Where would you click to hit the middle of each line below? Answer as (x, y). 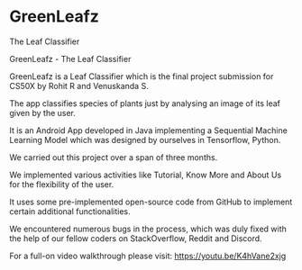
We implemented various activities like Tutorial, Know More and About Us (146, 175)
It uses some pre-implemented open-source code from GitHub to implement (151, 202)
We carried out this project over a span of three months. (114, 157)
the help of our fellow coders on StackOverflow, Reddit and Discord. (136, 238)
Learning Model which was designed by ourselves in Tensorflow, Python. (145, 139)
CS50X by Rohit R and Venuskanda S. (79, 85)
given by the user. (43, 112)
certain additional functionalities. (70, 211)
